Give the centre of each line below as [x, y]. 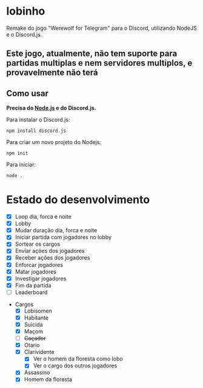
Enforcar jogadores [39, 265]
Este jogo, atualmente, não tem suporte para [92, 54]
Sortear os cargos [38, 244]
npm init [17, 153]
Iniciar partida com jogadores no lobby [63, 237]
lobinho [26, 11]
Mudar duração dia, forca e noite [56, 230]
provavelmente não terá [52, 73]
